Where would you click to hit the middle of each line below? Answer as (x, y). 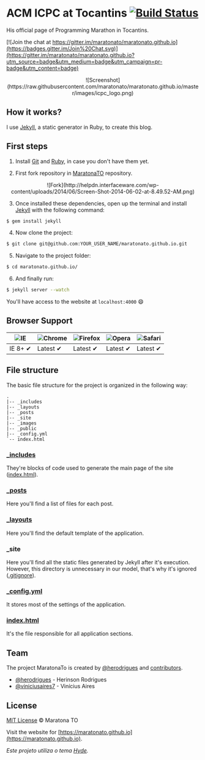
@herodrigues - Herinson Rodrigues (61, 680)
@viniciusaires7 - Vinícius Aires (55, 686)
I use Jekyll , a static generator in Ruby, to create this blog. (80, 127)
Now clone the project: (44, 232)
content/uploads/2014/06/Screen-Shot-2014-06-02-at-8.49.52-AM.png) (103, 191)
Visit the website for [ (33, 732)
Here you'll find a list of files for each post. (60, 504)
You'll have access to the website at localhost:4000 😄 (75, 302)
